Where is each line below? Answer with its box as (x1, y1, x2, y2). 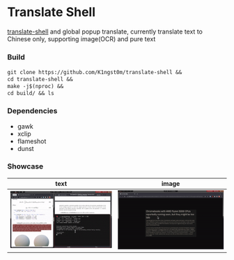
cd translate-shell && (7, 76, 73, 83)
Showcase (7, 161, 44, 171)
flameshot (17, 137, 47, 145)
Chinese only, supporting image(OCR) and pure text (7, 34, 156, 43)
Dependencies (7, 106, 58, 116)
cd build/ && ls (7, 90, 54, 97)
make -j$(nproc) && (7, 83, 64, 90)
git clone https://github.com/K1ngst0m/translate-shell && (7, 69, 182, 76)
